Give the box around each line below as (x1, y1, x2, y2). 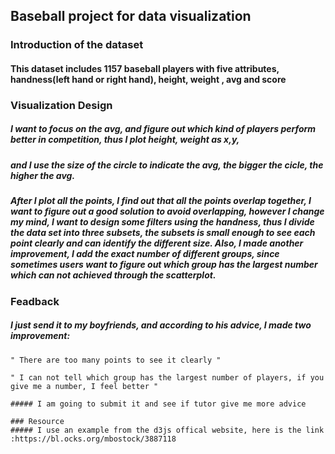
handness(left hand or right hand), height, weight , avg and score (10, 73, 287, 85)
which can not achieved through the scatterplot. (10, 269, 217, 281)
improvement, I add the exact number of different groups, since (10, 248, 280, 260)
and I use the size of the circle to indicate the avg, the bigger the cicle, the (10, 159, 324, 171)
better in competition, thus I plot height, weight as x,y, (10, 134, 240, 146)
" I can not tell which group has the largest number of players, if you (10, 372, 325, 383)
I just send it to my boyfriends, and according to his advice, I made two (10, 319, 312, 331)
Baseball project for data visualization (10, 8, 252, 25)
